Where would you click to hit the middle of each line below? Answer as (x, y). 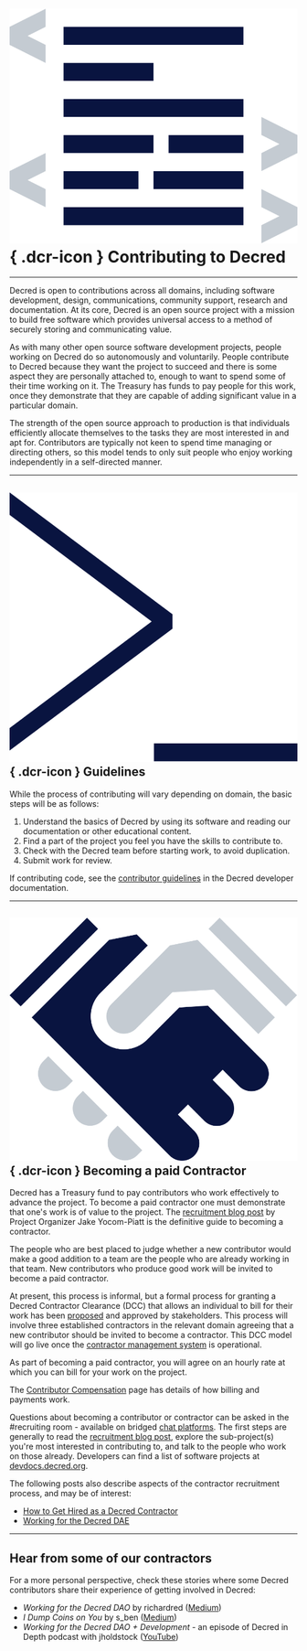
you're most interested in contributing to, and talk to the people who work (148, 1447)
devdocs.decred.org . (49, 1466)
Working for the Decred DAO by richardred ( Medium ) (122, 1608)
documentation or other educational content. (107, 831)
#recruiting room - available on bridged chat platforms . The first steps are (148, 1427)
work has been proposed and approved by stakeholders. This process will (148, 1315)
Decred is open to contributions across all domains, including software (143, 291)
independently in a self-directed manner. (86, 462)
